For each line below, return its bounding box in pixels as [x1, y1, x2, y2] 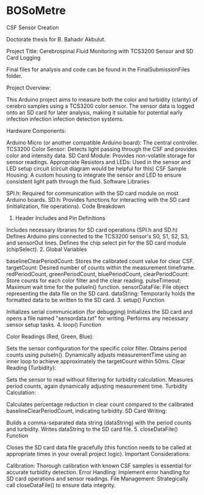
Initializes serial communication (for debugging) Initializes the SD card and [6, 308, 193, 315]
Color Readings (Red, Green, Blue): [6, 333, 94, 340]
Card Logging [6, 54, 41, 61]
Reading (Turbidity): [6, 364, 57, 371]
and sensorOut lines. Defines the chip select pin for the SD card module [6, 239, 187, 246]
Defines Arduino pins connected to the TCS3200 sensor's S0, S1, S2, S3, [6, 232, 189, 240]
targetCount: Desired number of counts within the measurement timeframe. [6, 263, 196, 271]
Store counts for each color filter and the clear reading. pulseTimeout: [6, 277, 181, 284]
